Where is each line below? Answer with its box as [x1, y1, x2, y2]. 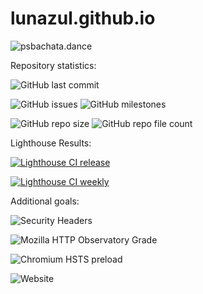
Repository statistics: [10, 59, 97, 71]
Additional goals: [10, 195, 80, 207]
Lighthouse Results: [10, 137, 92, 149]
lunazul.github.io [10, 7, 156, 30]
